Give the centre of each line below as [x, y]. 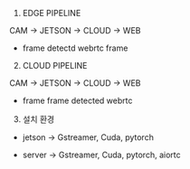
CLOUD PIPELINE [55, 66]
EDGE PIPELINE [52, 13]
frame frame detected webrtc [77, 100]
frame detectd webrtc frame [75, 48]
